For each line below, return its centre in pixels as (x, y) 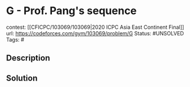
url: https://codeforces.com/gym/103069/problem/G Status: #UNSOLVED (95, 33)
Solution (22, 78)
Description (28, 58)
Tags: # (15, 39)
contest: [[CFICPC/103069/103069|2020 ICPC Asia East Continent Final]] (95, 27)
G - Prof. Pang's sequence (71, 11)
